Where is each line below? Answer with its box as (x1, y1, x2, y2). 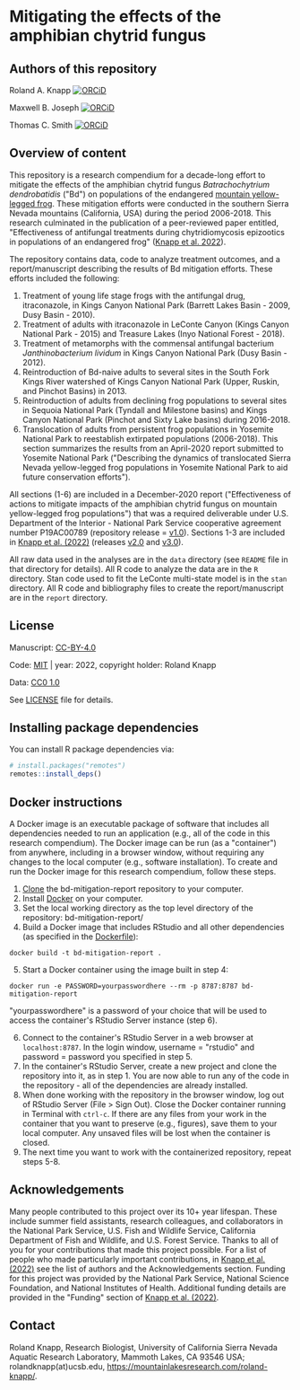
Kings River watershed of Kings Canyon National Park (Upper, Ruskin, (21, 375, 280, 387)
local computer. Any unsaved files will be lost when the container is (21, 1128, 271, 1138)
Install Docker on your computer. (21, 893, 143, 903)
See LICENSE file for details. (9, 694, 114, 705)
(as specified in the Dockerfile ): (21, 931, 139, 942)
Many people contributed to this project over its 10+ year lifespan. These (9, 1206, 278, 1217)
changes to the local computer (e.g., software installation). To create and (9, 857, 278, 867)
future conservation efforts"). (21, 471, 132, 482)
